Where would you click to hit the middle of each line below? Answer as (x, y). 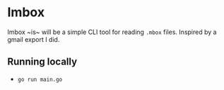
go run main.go (40, 79)
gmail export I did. (34, 39)
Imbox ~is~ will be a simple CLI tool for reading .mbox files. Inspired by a (112, 32)
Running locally (42, 62)
